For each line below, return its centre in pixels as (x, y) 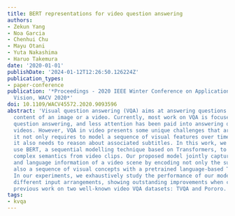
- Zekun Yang (26, 26)
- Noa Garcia (26, 33)
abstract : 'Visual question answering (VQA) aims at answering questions (117, 111)
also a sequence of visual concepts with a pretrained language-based (119, 169)
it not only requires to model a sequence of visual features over (114, 137)
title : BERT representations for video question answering (95, 14)
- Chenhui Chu (28, 40)
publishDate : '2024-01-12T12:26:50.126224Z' (73, 72)
